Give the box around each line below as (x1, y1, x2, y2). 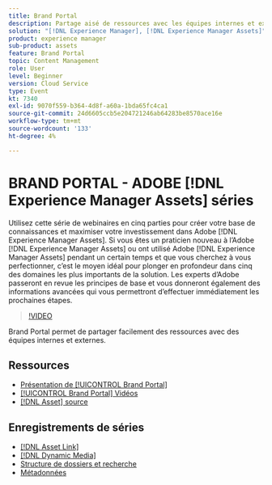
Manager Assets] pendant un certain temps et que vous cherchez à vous (8, 252, 252, 262)
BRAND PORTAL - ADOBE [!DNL (8, 174, 224, 192)
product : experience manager (8, 34, 107, 43)
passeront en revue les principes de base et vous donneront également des (8, 278, 261, 288)
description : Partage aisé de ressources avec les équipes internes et (8, 19, 255, 27)
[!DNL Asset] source (19, 397, 88, 407)
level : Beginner (8, 72, 63, 80)
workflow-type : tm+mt (8, 117, 82, 125)
